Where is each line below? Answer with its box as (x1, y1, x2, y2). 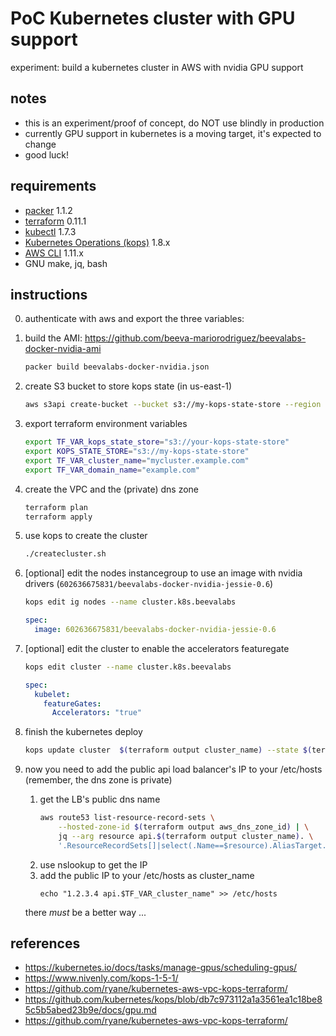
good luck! (24, 148, 70, 161)
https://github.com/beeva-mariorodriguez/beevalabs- (84, 332, 307, 344)
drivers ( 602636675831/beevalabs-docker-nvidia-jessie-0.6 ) (24, 578, 274, 590)
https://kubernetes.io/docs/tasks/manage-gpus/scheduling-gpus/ (24, 962, 298, 974)
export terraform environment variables (24, 418, 188, 430)
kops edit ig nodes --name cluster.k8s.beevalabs (24, 597, 237, 607)
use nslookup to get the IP (39, 858, 148, 871)
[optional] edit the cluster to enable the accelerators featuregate (24, 642, 290, 654)
